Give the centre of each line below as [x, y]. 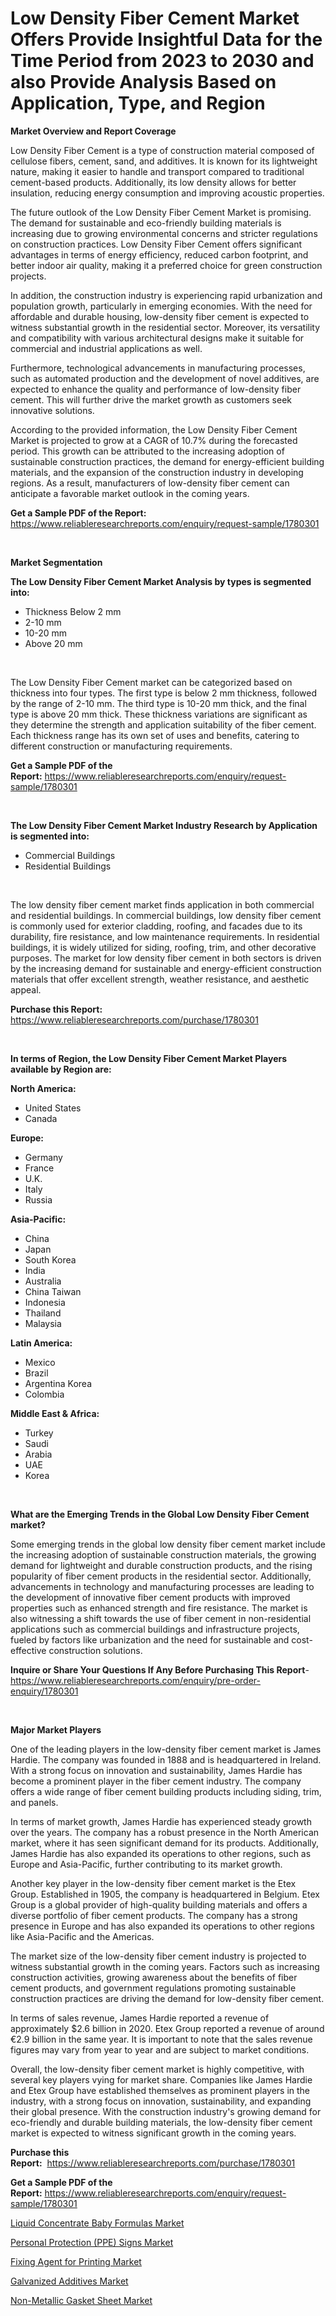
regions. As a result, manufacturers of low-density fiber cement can [150, 483]
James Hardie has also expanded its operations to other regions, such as [161, 1853]
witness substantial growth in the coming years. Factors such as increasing [165, 1966]
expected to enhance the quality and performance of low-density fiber [156, 389]
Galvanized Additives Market [69, 2281]
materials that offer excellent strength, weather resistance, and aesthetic [160, 979]
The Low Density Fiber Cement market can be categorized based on [151, 682]
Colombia [44, 1394]
